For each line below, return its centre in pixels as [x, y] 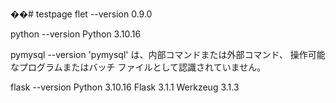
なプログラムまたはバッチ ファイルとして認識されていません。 [138, 67]
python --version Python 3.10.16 [76, 34]
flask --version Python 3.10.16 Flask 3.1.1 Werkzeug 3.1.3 [125, 87]
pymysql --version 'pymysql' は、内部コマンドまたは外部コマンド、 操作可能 [168, 54]
